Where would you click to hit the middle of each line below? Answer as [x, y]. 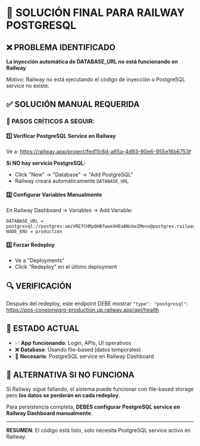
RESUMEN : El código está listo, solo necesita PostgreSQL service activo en [99, 431]
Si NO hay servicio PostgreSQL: [46, 163]
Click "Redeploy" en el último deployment [66, 266]
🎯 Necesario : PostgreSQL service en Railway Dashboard [84, 356]
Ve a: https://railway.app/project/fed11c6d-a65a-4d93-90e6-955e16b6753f [99, 151]
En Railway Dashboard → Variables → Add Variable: [69, 210]
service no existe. [28, 86]
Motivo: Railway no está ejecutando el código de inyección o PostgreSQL [96, 79]
